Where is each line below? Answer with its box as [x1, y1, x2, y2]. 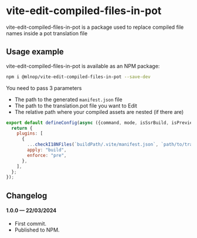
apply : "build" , [27, 147, 67, 153]
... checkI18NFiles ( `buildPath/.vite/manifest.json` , [27, 142, 159, 148]
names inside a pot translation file [6, 29, 88, 36]
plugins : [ [16, 130, 43, 136]
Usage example [6, 47, 64, 57]
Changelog [6, 190, 47, 200]
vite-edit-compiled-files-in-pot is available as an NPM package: [6, 62, 160, 69]
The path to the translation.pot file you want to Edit [14, 102, 138, 109]
